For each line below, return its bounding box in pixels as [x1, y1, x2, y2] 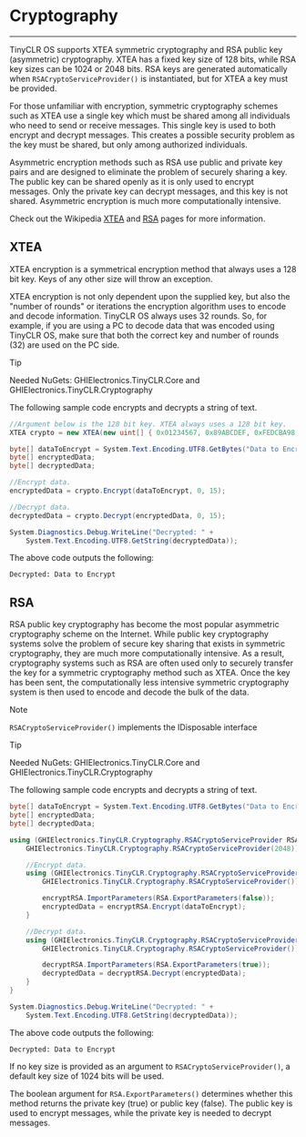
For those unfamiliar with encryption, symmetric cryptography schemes [9, 100, 279, 111]
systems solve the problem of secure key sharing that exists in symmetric [9, 638, 285, 649]
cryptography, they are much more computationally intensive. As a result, [9, 648, 285, 659]
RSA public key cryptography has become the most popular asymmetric [9, 619, 280, 630]
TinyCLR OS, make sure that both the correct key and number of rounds [9, 330, 280, 340]
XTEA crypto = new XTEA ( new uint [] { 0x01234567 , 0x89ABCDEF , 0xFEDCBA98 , [9, 428, 300, 437]
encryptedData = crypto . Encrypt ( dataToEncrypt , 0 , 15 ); [9, 486, 226, 495]
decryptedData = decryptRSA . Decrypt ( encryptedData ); [42, 969, 247, 979]
